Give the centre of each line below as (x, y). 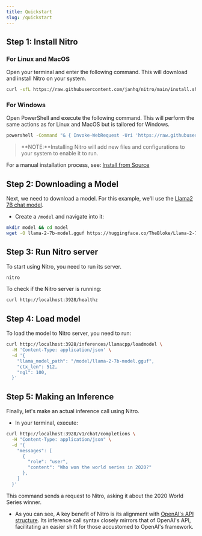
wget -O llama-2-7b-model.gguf (45, 233)
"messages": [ (35, 450)
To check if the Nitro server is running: (54, 289)
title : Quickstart (29, 12)
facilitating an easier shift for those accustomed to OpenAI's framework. (104, 526)
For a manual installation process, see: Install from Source (78, 165)
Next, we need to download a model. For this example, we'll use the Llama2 (100, 199)
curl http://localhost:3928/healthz (52, 300)
